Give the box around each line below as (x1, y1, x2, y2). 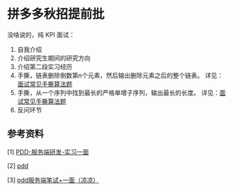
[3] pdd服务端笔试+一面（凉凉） (7, 176, 99, 184)
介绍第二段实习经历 (17, 62, 73, 71)
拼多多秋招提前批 (7, 6, 105, 22)
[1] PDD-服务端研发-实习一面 (7, 147, 89, 156)
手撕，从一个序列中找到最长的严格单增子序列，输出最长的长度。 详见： (17, 88, 220, 97)
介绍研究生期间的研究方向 (17, 53, 91, 62)
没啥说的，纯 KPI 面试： (7, 30, 75, 39)
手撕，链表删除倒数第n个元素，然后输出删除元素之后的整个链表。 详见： (17, 71, 224, 80)
